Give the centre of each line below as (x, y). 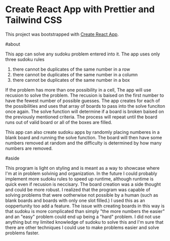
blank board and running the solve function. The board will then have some (84, 137)
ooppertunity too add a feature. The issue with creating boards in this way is (85, 206)
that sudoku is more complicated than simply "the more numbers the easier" (85, 211)
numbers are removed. (29, 148)
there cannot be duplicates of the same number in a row (71, 69)
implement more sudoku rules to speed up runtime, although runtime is (79, 178)
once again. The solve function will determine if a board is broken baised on (84, 111)
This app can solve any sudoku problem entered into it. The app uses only (83, 54)
